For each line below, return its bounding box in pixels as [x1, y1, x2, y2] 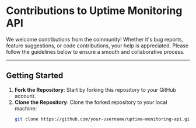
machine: [14, 105, 37, 112]
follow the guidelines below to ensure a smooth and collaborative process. [6, 48, 185, 55]
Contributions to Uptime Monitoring [6, 4, 183, 18]
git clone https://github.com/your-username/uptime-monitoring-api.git [14, 116, 192, 122]
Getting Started [6, 71, 64, 81]
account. [14, 92, 36, 99]
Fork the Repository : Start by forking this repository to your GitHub [14, 86, 177, 93]
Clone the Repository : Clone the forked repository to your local [14, 98, 167, 106]
